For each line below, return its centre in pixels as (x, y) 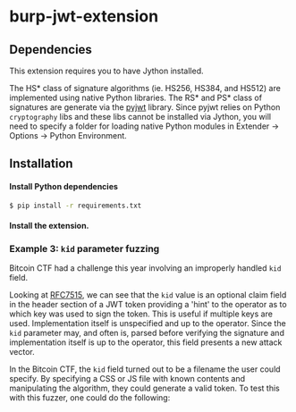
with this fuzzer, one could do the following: (90, 398)
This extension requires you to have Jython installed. (106, 71)
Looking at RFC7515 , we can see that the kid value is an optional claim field (148, 295)
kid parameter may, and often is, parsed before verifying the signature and (147, 333)
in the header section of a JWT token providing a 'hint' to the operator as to (148, 305)
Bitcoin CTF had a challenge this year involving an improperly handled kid (145, 268)
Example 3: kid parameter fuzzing (85, 248)
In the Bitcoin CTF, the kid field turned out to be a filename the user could (145, 369)
